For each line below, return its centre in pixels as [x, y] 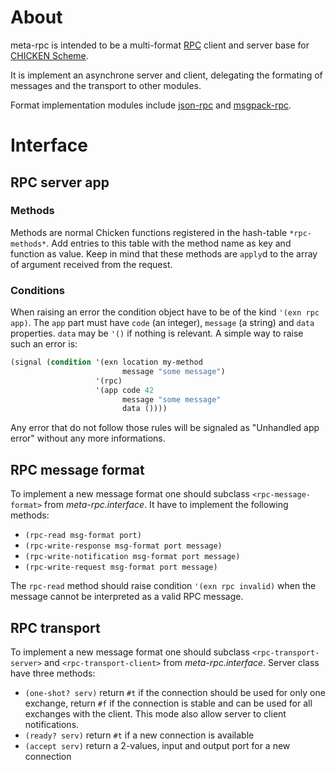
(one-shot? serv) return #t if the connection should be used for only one [175, 692]
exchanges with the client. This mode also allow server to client [155, 713]
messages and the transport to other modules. [106, 85]
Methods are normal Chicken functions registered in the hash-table [149, 232]
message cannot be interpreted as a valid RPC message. [127, 597]
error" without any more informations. [88, 438]
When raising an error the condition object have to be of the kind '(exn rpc [165, 312]
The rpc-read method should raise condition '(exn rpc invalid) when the [163, 586]
